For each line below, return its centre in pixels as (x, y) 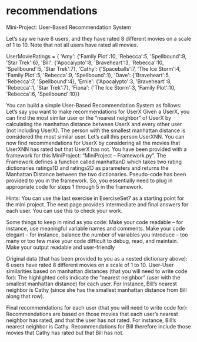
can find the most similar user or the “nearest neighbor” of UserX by (89, 118)
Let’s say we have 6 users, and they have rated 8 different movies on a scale (99, 38)
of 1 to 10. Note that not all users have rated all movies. (72, 45)
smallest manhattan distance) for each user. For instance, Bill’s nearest (92, 284)
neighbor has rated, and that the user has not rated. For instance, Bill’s (91, 320)
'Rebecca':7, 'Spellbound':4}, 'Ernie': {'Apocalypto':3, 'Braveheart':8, (89, 81)
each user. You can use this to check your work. (64, 211)
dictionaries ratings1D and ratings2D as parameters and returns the (87, 168)
